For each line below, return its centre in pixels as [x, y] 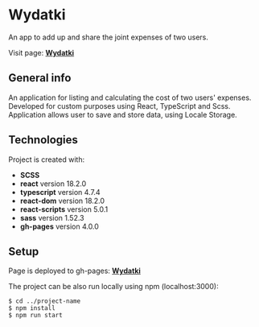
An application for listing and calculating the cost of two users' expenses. [130, 97]
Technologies [43, 140]
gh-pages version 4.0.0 [59, 226]
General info [40, 78]
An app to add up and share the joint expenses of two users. [109, 37]
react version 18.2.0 [53, 184]
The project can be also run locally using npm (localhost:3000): [113, 287]
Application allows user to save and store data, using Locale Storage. [123, 114]
